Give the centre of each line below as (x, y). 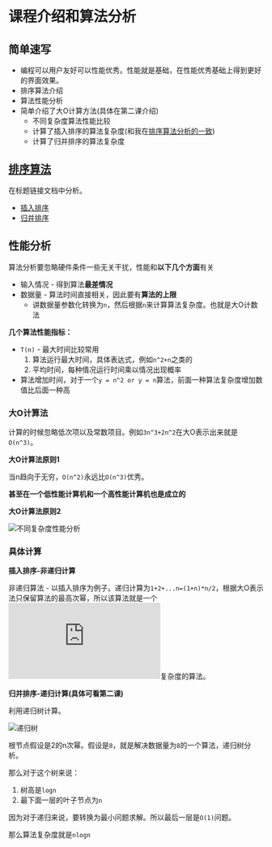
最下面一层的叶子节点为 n (61, 800)
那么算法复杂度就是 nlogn (49, 835)
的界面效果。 (41, 80)
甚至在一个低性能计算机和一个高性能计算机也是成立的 (97, 494)
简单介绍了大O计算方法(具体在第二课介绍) (89, 111)
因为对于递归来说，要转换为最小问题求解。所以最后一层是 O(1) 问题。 (122, 818)
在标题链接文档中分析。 (47, 190)
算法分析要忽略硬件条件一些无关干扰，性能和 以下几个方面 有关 (111, 267)
